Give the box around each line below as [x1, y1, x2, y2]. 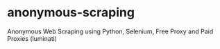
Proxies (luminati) [7, 34, 58, 42]
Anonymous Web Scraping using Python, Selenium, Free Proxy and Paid [7, 27, 214, 35]
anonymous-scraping [7, 5, 135, 20]
